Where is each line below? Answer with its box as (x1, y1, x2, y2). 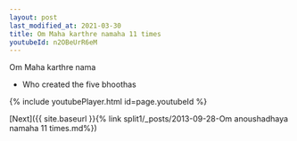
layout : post (9, 12, 58, 22)
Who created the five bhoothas (21, 79, 136, 90)
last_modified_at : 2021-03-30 (9, 21, 122, 30)
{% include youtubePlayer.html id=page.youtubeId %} (9, 97, 208, 107)
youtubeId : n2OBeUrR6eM (9, 37, 98, 47)
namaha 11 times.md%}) (9, 123, 98, 134)
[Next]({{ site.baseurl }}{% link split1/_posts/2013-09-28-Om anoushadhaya (9, 114, 288, 124)
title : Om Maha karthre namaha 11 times (9, 29, 162, 38)
